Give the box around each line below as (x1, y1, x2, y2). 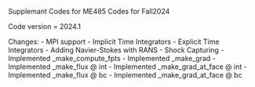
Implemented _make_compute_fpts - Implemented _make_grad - (8, 54, 216, 63)
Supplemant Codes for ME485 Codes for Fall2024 (8, 7, 170, 16)
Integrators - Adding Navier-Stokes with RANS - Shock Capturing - (8, 45, 224, 54)
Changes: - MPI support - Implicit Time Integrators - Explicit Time (8, 37, 220, 46)
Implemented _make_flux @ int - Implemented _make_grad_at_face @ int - (8, 62, 247, 71)
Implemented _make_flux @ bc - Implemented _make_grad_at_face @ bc (8, 71, 242, 79)
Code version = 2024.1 (8, 22, 81, 31)
